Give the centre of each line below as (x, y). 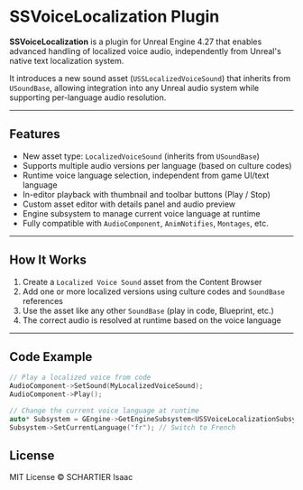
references (42, 300)
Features (35, 134)
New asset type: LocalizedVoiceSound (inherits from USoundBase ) (141, 156)
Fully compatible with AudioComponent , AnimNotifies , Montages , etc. (145, 223)
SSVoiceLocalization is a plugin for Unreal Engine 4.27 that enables (136, 42)
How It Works (48, 260)
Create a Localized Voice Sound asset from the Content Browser (142, 282)
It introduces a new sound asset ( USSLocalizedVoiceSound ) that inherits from (150, 78)
